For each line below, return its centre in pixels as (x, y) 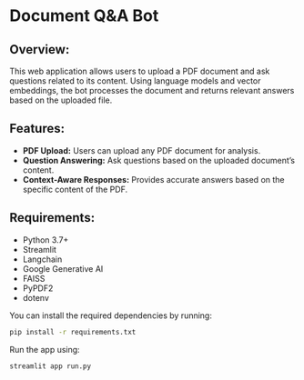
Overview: (40, 50)
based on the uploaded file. (61, 100)
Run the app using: (45, 349)
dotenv (36, 297)
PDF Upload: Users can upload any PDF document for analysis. (142, 150)
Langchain (42, 259)
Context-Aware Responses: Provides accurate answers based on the (153, 179)
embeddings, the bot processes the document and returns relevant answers (152, 90)
